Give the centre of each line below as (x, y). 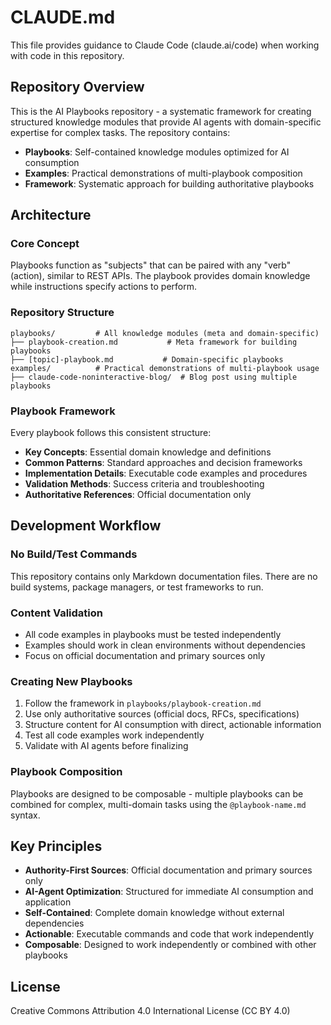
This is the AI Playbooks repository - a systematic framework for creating (161, 111)
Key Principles (56, 846)
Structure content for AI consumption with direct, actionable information (173, 725)
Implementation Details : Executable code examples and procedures (166, 473)
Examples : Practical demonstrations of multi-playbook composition (163, 173)
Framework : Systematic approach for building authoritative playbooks (169, 183)
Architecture (51, 215)
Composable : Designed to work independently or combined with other (170, 945)
